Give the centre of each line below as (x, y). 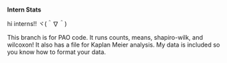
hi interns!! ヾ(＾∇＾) (37, 24)
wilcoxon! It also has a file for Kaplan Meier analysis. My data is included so (114, 45)
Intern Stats (24, 10)
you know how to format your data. (57, 52)
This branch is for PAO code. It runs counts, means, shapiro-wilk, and (105, 38)
